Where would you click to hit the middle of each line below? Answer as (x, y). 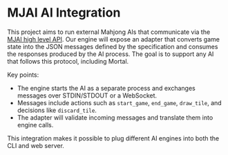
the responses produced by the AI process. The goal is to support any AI (111, 54)
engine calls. (35, 125)
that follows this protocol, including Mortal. (68, 61)
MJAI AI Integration (64, 13)
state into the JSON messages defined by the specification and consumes (113, 46)
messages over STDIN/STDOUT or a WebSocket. (87, 95)
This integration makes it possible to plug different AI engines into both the (113, 138)
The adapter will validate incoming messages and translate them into (115, 117)
